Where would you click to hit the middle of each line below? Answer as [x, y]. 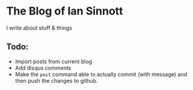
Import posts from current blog [54, 61]
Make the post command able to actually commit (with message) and [101, 74]
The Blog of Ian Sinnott [65, 11]
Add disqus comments [43, 68]
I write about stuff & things [39, 28]
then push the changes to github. [56, 80]
